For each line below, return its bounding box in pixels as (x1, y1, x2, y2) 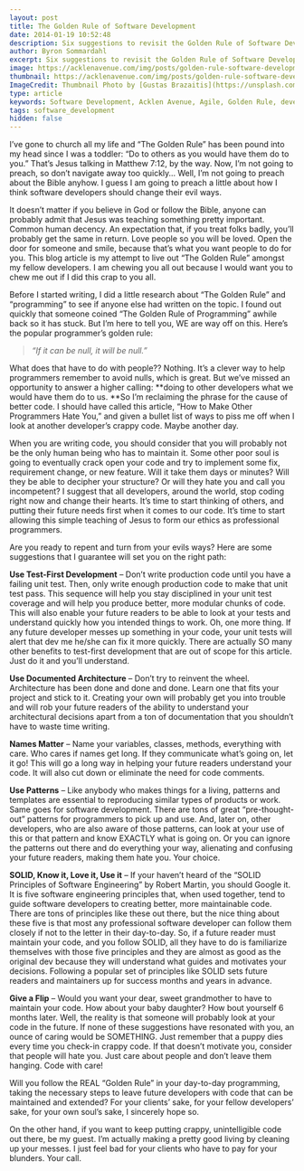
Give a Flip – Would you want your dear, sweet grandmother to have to (9, 993, 272, 1004)
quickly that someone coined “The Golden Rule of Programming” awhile (9, 308, 278, 319)
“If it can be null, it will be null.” (31, 345, 147, 356)
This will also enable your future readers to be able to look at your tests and (9, 608, 291, 619)
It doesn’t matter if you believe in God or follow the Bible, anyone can (9, 204, 267, 215)
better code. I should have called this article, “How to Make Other (9, 401, 253, 412)
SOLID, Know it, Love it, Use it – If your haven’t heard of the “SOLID (9, 870, 261, 881)
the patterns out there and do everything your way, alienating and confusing (9, 843, 293, 854)
